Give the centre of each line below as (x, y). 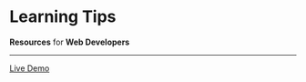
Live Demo (30, 68)
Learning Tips (63, 17)
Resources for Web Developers (70, 42)
